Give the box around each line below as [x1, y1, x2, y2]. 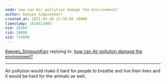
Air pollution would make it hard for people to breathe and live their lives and [5, 68, 161, 74]
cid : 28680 [5, 30, 28, 35]
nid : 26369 [5, 26, 28, 31]
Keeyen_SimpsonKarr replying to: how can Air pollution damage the [5, 48, 142, 54]
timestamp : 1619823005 [5, 21, 52, 26]
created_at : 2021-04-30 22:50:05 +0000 [5, 16, 87, 21]
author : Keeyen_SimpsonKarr [5, 12, 63, 17]
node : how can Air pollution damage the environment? [5, 7, 119, 12]
